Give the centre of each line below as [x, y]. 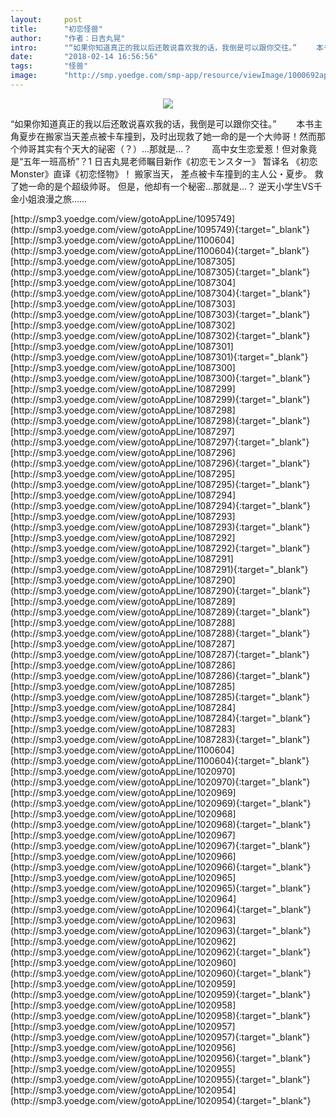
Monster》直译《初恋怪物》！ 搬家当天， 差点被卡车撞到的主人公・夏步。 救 [167, 173]
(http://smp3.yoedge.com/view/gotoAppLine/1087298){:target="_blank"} [160, 420]
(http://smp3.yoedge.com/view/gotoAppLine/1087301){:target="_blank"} [159, 357]
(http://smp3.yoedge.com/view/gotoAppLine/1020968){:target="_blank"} [161, 824]
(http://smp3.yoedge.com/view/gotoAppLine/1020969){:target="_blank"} [161, 803]
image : [24, 76]
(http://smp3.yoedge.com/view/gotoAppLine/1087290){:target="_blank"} [160, 590]
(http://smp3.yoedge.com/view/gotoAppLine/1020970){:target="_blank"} [160, 782]
